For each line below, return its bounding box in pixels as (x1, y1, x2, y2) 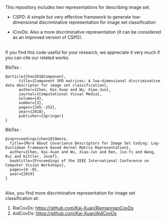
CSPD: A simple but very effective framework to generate (12, 14, 131, 20)
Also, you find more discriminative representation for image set (5, 190, 135, 196)
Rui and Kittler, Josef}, (5, 154, 59, 159)
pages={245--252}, (18, 105, 57, 110)
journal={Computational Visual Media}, (18, 92, 102, 97)
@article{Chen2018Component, (5, 74, 66, 79)
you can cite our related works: (5, 55, 69, 61)
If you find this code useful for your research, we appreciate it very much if (5, 50, 160, 55)
